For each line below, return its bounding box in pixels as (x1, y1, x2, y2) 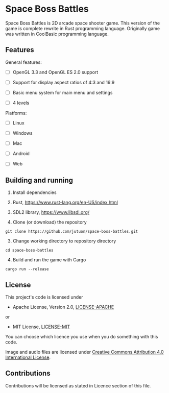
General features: (5, 59, 42, 65)
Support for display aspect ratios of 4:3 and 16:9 (12, 79, 115, 85)
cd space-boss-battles (5, 248, 54, 253)
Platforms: (5, 110, 27, 116)
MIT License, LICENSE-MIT (12, 324, 70, 330)
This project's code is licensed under (5, 294, 83, 300)
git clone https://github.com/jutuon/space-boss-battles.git (5, 229, 138, 234)
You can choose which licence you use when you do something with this (5, 333, 158, 339)
